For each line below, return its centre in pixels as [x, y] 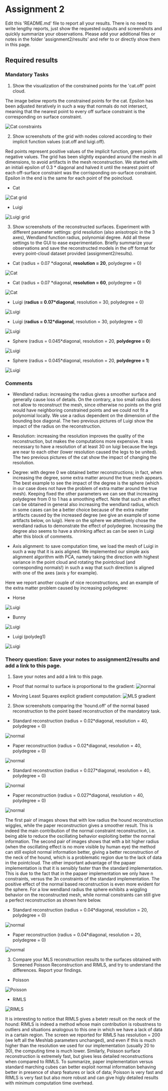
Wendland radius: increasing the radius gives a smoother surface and [84, 394]
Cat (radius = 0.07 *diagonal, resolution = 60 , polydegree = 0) [77, 282]
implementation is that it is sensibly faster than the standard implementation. [84, 868]
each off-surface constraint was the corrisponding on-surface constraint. [81, 172]
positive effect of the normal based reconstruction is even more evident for [83, 884]
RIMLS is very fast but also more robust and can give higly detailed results [82, 1078]
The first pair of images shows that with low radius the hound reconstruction [84, 820]
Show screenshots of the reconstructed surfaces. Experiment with [81, 227]
